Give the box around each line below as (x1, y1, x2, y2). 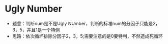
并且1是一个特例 (26, 26, 60, 33)
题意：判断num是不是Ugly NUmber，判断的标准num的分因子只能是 (12, 20, 153, 26)
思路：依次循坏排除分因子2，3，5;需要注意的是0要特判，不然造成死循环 (12, 33, 163, 39)
